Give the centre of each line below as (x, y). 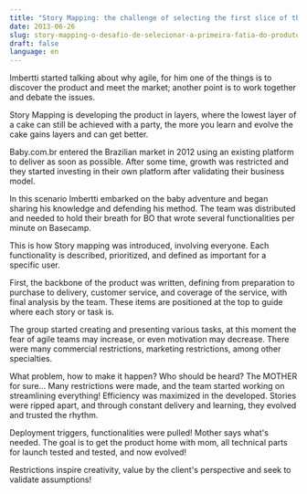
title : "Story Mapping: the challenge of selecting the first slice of (148, 18)
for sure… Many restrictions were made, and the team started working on (147, 386)
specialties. (31, 359)
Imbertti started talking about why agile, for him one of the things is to (141, 78)
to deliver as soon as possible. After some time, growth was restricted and (149, 162)
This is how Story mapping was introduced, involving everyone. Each (139, 246)
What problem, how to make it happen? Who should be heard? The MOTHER (153, 376)
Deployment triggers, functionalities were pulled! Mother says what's (139, 433)
